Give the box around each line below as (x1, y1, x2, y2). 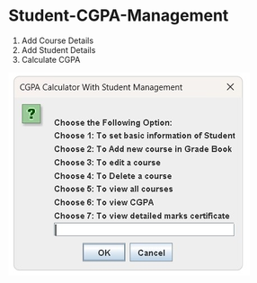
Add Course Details (21, 35, 94, 46)
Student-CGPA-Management (8, 5, 229, 26)
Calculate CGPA (21, 54, 81, 65)
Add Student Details (21, 44, 96, 55)
